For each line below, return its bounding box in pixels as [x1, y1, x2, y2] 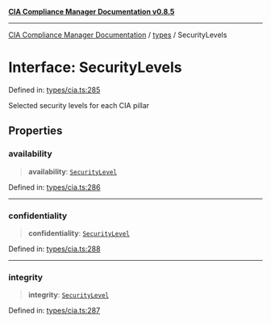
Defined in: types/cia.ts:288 [8, 244, 101, 254]
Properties [8, 124, 63, 138]
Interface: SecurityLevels [8, 58, 182, 77]
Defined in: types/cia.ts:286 [8, 182, 101, 192]
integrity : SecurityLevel [27, 290, 109, 300]
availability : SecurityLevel [27, 166, 117, 176]
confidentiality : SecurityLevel [27, 228, 131, 237]
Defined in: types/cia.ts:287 [8, 306, 101, 316]
